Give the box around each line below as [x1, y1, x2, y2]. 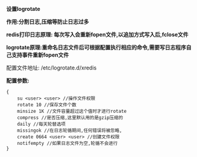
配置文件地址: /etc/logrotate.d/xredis [6, 64, 97, 71]
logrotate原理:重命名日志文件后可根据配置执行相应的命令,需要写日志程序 [6, 44, 187, 51]
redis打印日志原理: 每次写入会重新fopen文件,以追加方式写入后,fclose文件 [6, 31, 189, 38]
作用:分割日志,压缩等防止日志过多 [6, 18, 89, 25]
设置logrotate [6, 5, 40, 12]
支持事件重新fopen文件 [11, 51, 69, 59]
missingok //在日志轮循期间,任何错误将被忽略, [17, 127, 122, 133]
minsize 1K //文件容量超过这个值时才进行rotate [17, 108, 127, 114]
